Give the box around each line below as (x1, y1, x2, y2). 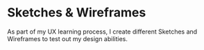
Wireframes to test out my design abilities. (7, 34, 128, 42)
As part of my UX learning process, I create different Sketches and (7, 27, 198, 36)
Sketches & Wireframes (7, 5, 146, 21)
